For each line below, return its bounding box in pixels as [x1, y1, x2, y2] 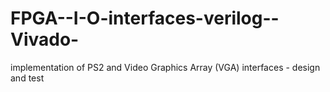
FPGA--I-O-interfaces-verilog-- [10, 7, 280, 30]
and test [10, 72, 45, 84]
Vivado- [10, 28, 80, 51]
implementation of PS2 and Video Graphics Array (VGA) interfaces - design [10, 61, 321, 73]
